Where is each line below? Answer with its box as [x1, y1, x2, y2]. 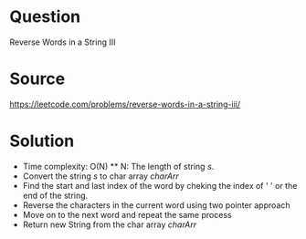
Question [9, 6, 80, 27]
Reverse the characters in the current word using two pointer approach [22, 199, 290, 211]
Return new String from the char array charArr [22, 219, 197, 230]
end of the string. [22, 190, 89, 201]
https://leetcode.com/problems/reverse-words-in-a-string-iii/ [9, 99, 241, 109]
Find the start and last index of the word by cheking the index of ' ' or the [22, 180, 298, 191]
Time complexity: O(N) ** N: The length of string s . [22, 161, 215, 171]
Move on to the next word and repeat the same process [22, 209, 232, 220]
